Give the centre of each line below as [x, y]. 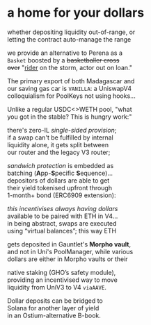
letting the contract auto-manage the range [69, 39]
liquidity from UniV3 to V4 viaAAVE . [57, 287]
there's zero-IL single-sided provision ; [62, 130]
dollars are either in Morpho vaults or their [67, 259]
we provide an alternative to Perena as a [65, 53]
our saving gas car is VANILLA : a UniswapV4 [70, 88]
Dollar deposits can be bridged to [55, 301]
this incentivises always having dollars [63, 208]
